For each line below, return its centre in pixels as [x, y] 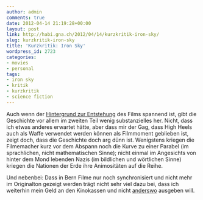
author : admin [24, 12]
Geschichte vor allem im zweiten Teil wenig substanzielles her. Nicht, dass [100, 120]
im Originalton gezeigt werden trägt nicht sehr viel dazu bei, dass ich [93, 184]
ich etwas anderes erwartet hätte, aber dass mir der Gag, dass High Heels [99, 127]
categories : [21, 57]
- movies [17, 63]
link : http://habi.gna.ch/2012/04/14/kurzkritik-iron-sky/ [83, 35]
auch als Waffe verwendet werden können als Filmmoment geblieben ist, [98, 133]
